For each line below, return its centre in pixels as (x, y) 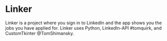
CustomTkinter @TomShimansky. (40, 33)
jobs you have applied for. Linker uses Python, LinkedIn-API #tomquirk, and (83, 28)
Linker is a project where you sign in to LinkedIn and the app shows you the (84, 23)
